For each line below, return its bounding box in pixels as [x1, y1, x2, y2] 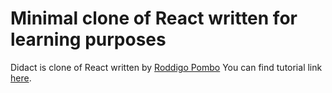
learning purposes [10, 28, 167, 51]
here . [10, 72, 32, 84]
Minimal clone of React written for [10, 7, 298, 30]
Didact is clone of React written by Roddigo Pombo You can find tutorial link [10, 61, 323, 73]
